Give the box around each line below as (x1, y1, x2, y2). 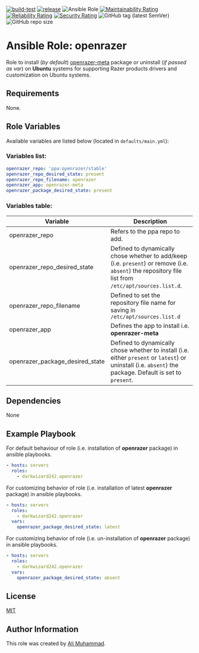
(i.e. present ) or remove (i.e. (110, 259, 188, 267)
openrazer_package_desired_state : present (6, 188, 113, 194)
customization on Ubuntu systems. (6, 71, 91, 78)
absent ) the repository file (110, 266, 182, 275)
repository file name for (110, 298, 176, 307)
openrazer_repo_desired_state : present (6, 171, 105, 177)
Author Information (6, 624, 79, 634)
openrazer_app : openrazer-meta (6, 182, 84, 188)
